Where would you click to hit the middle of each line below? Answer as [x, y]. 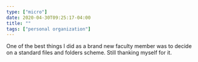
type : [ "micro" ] [27, 12]
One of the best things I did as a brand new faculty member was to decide [99, 46]
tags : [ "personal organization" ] [49, 29]
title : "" [19, 23]
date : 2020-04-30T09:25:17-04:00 [49, 18]
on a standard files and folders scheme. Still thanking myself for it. [89, 53]
